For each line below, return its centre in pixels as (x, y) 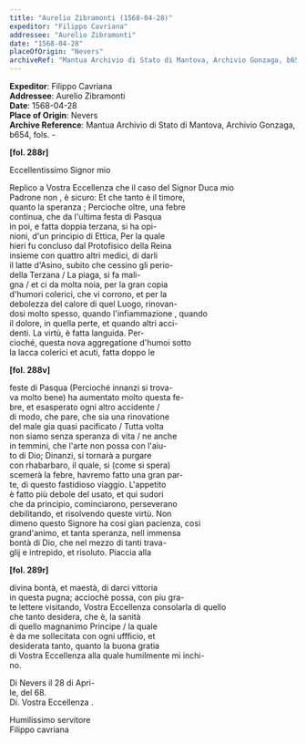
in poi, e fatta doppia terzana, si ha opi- (83, 226)
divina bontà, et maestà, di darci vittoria (83, 588)
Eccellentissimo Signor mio (60, 170)
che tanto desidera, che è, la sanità (75, 617)
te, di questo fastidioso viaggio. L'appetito (88, 485)
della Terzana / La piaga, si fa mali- (75, 275)
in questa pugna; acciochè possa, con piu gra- (97, 597)
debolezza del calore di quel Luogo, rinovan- (93, 304)
